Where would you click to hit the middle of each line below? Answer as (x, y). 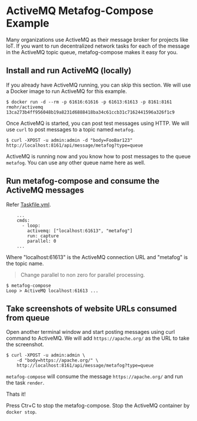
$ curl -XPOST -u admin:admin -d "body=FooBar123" (69, 140)
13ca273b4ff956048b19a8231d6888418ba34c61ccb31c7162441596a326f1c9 (91, 112)
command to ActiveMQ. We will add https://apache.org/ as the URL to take (98, 338)
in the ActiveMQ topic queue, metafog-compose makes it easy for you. (92, 52)
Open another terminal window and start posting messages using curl (91, 332)
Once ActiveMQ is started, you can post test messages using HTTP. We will (98, 123)
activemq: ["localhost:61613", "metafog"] (80, 231)
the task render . (25, 383)
